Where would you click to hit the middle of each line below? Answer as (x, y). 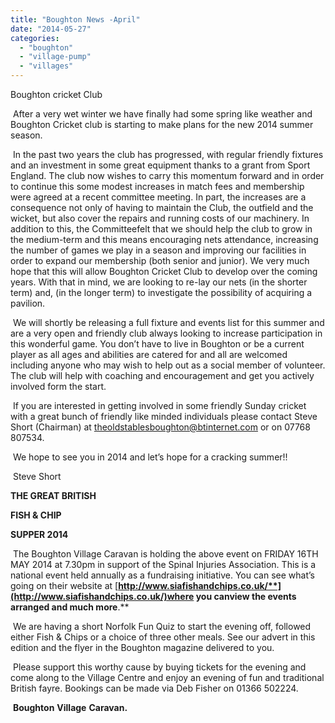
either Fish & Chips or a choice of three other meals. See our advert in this (163, 637)
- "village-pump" (55, 57)
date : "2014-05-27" (51, 29)
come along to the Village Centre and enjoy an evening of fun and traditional (167, 677)
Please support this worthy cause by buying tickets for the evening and (159, 667)
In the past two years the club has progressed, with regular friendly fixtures (168, 154)
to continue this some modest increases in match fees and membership (157, 186)
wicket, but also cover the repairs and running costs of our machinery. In (160, 218)
